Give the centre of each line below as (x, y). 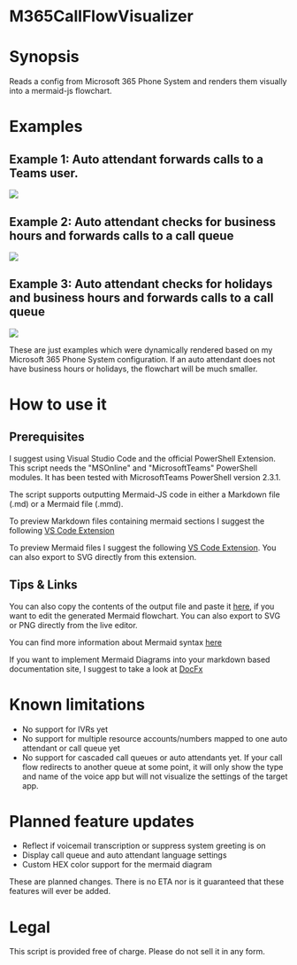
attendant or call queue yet (71, 748)
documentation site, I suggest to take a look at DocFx (106, 669)
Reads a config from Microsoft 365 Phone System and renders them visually (148, 82)
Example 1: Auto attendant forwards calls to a (136, 159)
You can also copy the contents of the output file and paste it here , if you (142, 606)
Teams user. (44, 173)
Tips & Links (43, 585)
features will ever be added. (60, 891)
